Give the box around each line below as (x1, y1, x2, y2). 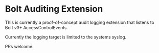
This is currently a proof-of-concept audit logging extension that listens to (5, 19, 155, 25)
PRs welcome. (5, 43, 34, 49)
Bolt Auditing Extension (5, 3, 103, 15)
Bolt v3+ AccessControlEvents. (5, 24, 68, 30)
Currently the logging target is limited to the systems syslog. (5, 34, 127, 40)
